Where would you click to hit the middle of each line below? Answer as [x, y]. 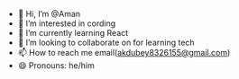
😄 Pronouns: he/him [56, 66]
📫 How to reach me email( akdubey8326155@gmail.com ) [124, 53]
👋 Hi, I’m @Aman [49, 14]
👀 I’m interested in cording [67, 23]
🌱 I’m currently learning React [73, 33]
